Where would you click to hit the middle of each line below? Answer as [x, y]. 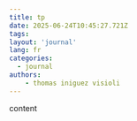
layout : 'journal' [43, 42]
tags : [19, 34]
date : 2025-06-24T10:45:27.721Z [68, 26]
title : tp [27, 17]
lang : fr [25, 50]
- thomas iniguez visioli [73, 83]
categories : [31, 58]
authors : [25, 75]
